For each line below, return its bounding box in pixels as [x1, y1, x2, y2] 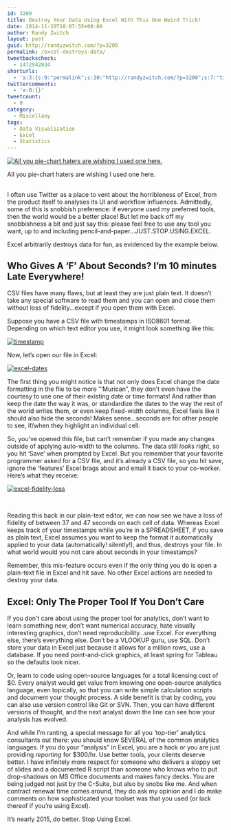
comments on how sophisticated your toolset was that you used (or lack [7, 794, 212, 802]
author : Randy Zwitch [7, 29, 69, 36]
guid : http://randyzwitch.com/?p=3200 [7, 42, 118, 49]
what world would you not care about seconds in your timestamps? [7, 548, 197, 556]
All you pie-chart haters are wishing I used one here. [7, 170, 156, 179]
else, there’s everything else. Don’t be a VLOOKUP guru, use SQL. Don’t [7, 636, 210, 644]
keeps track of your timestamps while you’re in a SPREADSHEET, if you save [7, 526, 223, 534]
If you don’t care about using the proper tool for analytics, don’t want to [7, 614, 210, 623]
